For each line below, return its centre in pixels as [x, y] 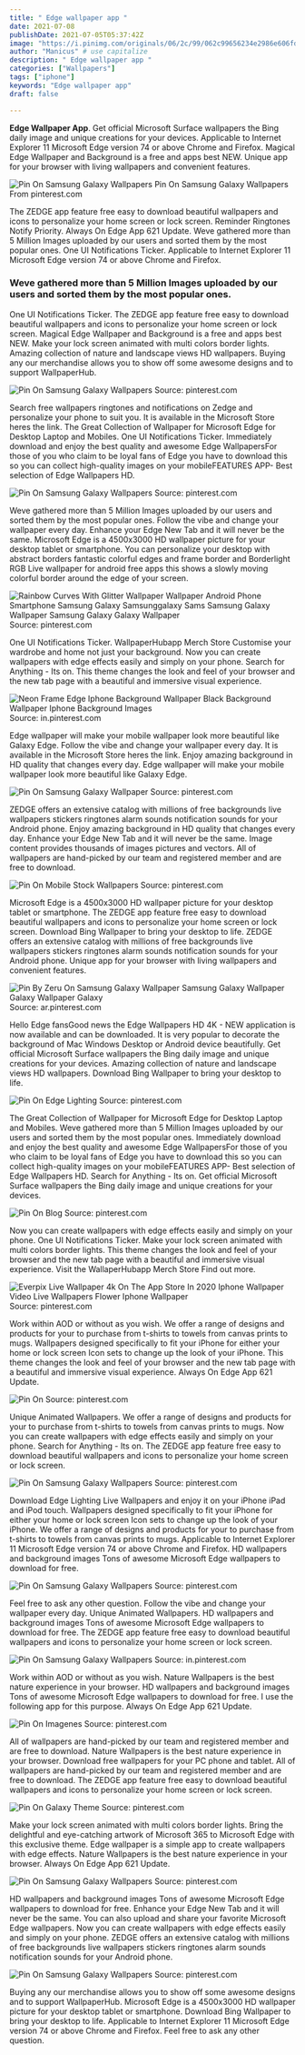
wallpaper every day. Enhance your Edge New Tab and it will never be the [147, 529]
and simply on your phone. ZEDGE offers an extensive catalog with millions [150, 1937]
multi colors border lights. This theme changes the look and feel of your [143, 1249]
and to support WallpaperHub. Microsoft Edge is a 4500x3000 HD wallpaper [152, 2001]
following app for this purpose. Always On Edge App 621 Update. [131, 1706]
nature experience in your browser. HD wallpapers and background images [150, 1687]
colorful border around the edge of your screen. [99, 577]
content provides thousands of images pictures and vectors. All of [133, 847]
